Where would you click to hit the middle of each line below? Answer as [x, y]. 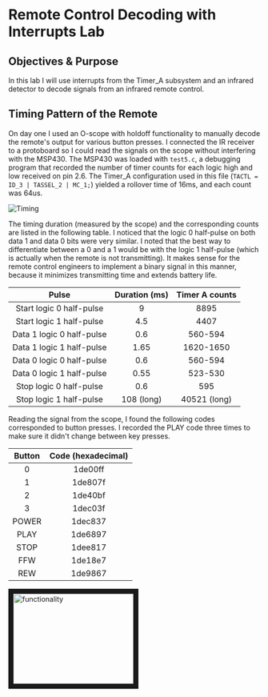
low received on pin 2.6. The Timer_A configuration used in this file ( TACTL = [133, 176]
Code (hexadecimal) [89, 455]
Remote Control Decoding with [112, 15]
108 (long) [142, 399]
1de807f [89, 482]
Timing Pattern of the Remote [83, 114]
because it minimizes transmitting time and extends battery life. [113, 274]
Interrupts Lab [57, 32]
